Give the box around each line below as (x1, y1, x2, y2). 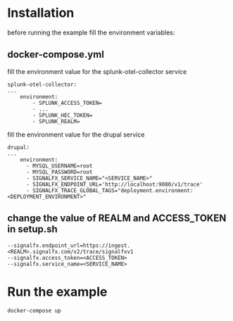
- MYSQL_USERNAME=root (25, 162, 93, 170)
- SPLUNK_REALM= (32, 118, 80, 125)
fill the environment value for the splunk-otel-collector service (7, 67, 187, 75)
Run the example (7, 284, 108, 300)
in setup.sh (7, 223, 58, 235)
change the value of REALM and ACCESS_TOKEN (7, 213, 227, 225)
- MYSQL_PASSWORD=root (25, 168, 93, 175)
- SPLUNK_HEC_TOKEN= (32, 111, 93, 119)
